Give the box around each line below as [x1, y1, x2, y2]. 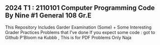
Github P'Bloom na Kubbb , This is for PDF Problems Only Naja [5, 34, 132, 40]
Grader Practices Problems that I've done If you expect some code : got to [5, 29, 156, 35]
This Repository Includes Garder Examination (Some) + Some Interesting [5, 24, 152, 30]
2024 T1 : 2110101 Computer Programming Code [5, 4, 155, 12]
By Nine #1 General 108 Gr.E [5, 12, 92, 20]
